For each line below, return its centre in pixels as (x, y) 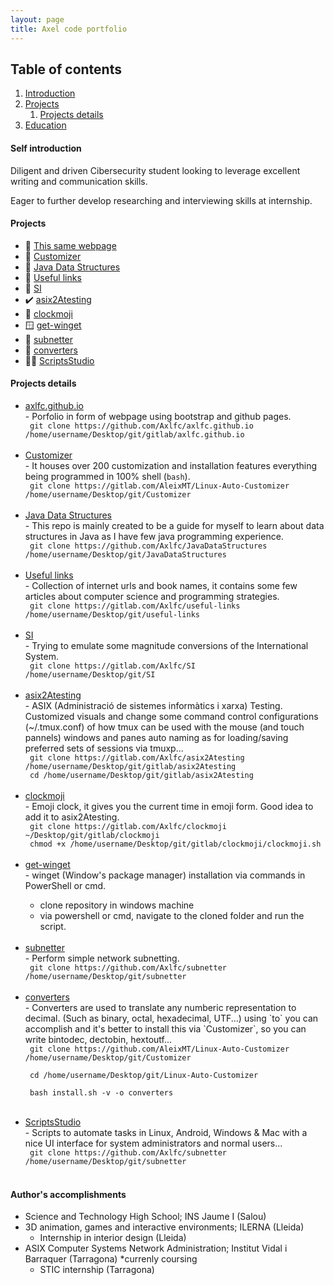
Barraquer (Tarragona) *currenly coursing (111, 1259)
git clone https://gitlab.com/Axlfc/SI (112, 666)
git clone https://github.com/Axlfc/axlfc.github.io (141, 426)
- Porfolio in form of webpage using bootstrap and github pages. (158, 416)
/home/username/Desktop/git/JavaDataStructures (125, 554)
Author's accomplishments (68, 1194)
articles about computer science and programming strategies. (152, 596)
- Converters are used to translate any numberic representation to (160, 1007)
